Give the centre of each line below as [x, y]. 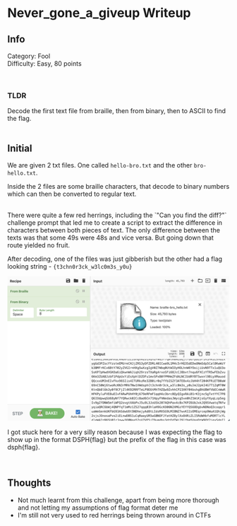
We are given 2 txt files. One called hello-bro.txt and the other [100, 165]
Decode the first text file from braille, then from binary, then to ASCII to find [117, 111]
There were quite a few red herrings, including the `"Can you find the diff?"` [117, 215]
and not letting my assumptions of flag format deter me [98, 508]
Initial [20, 148]
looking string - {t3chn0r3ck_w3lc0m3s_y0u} [70, 267]
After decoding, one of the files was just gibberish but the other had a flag [115, 259]
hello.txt [22, 174]
